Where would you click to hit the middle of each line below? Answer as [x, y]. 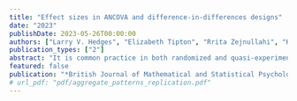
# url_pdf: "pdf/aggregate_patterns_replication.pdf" [110, 83]
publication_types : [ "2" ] [57, 50]
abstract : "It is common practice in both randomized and [118, 58]
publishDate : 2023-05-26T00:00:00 [73, 33]
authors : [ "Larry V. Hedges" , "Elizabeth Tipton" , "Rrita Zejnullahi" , [144, 42]
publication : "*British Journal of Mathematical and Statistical [132, 75]
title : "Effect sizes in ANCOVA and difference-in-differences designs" [146, 17]
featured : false [39, 67]
